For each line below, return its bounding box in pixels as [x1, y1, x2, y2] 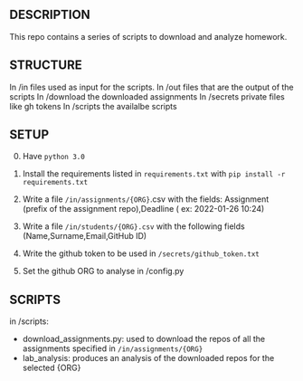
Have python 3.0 [22, 151, 86, 162]
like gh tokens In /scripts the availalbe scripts [9, 100, 178, 111]
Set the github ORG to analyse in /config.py [22, 266, 185, 277]
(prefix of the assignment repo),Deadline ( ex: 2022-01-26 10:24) [22, 204, 265, 214]
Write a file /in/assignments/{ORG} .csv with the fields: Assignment [22, 194, 270, 205]
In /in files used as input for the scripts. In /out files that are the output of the [9, 81, 294, 92]
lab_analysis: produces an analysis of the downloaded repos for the [22, 353, 275, 364]
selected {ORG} [22, 362, 81, 374]
